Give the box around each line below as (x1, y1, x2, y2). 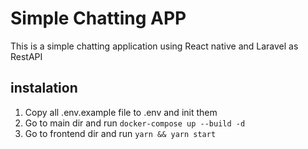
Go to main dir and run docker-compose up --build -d (24, 117, 246, 129)
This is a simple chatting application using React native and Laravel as (10, 40, 299, 52)
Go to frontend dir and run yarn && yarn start (24, 127, 217, 139)
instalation (10, 80, 78, 97)
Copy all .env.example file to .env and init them (24, 106, 218, 118)
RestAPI (10, 50, 43, 62)
